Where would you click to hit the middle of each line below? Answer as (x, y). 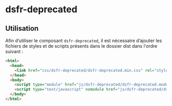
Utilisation (22, 28)
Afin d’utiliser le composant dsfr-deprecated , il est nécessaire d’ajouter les (84, 40)
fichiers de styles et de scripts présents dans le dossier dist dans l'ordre (81, 46)
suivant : (14, 51)
